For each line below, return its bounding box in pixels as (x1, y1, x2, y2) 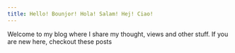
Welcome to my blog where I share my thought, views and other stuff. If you (7, 30, 229, 38)
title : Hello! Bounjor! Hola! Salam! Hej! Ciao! (7, 10, 154, 18)
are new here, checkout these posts (7, 37, 112, 46)
